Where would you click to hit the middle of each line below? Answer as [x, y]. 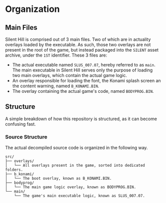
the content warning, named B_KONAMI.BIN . [56, 86]
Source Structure [26, 136]
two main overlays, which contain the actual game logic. [70, 75]
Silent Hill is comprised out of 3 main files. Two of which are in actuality [78, 39]
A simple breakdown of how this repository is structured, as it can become [81, 119]
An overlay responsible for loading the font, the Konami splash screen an [86, 81]
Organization [32, 9]
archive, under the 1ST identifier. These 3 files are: [56, 55]
